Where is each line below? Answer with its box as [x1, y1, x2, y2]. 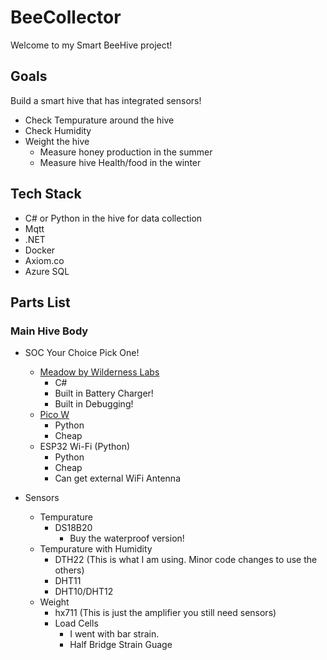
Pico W [39, 409, 70, 421]
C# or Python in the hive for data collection [24, 212, 203, 224]
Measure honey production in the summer [39, 146, 213, 158]
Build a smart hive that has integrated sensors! [10, 94, 202, 106]
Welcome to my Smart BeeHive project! [10, 39, 173, 51]
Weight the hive [24, 135, 90, 147]
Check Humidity [24, 124, 92, 136]
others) [54, 564, 85, 576]
